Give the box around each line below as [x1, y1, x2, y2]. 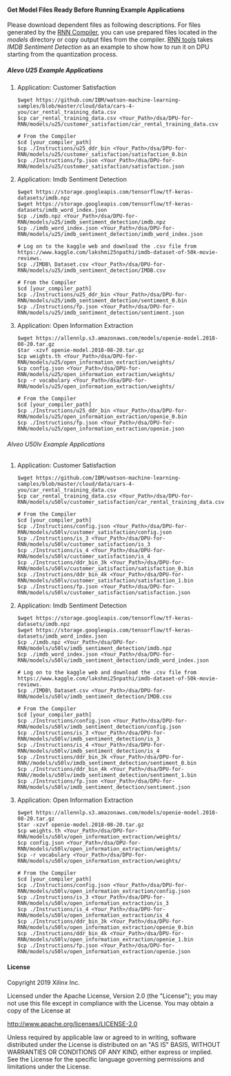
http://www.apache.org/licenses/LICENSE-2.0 [7, 1019, 138, 1028]
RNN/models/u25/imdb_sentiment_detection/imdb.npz [17, 219, 166, 226]
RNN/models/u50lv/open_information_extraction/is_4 [17, 912, 169, 919]
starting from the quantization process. [7, 50, 119, 59]
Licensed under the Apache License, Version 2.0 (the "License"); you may [7, 991, 218, 1000]
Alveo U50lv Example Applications [7, 440, 106, 448]
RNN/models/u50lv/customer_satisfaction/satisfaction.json [17, 589, 191, 596]
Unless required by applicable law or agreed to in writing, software [7, 1033, 197, 1041]
